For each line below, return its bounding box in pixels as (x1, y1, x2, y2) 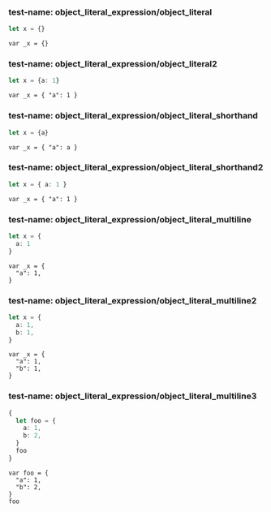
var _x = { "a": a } (8, 143, 79, 152)
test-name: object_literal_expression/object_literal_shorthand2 (8, 161, 264, 173)
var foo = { (8, 469, 49, 477)
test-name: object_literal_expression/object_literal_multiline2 (8, 295, 257, 306)
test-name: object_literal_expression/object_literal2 (8, 58, 217, 70)
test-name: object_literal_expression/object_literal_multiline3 (8, 390, 257, 402)
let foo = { (15, 416, 57, 424)
